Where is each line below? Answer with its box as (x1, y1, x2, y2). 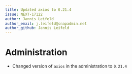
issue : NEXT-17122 (5, 12, 43, 17)
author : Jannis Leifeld (5, 16, 54, 21)
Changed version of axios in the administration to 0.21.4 (12, 63, 127, 69)
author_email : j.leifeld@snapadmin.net (5, 21, 87, 26)
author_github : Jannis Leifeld (5, 26, 69, 31)
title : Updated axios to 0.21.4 (5, 7, 71, 12)
